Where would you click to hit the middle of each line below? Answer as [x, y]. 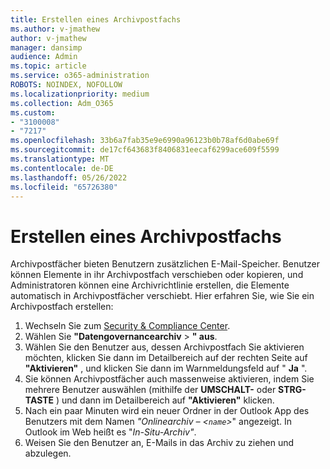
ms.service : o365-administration [80, 76]
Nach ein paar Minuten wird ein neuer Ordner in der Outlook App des [167, 411]
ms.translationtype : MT [60, 159]
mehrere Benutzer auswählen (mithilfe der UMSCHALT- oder [150, 390]
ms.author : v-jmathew [55, 29]
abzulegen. [48, 453]
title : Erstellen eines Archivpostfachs [96, 19]
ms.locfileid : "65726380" [64, 187]
